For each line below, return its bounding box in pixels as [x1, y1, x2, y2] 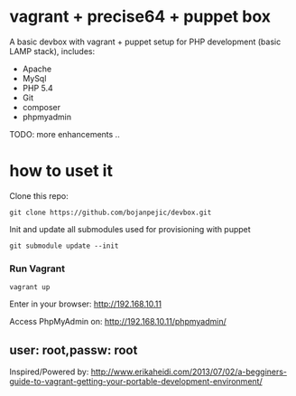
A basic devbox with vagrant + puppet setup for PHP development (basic [9, 36, 282, 47]
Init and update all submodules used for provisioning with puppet [9, 223, 251, 234]
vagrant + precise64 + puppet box [9, 6, 271, 27]
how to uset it [9, 161, 113, 182]
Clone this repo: [9, 190, 69, 201]
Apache [22, 63, 52, 74]
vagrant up [9, 283, 51, 292]
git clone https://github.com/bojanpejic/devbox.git [9, 208, 212, 217]
